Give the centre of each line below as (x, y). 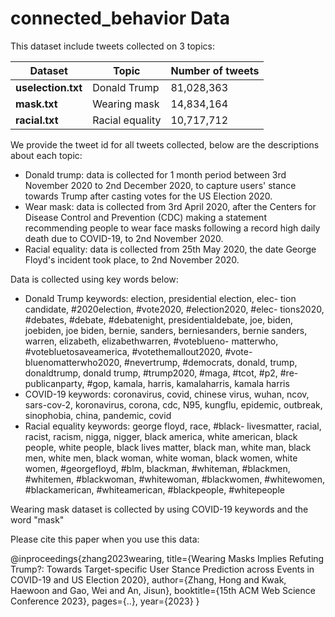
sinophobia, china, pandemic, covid (98, 415)
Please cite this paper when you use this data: (105, 539)
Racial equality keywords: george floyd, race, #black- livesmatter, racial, (173, 426)
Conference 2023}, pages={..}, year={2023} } (105, 601)
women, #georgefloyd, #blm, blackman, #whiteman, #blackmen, (157, 468)
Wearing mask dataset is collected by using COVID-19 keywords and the (159, 509)
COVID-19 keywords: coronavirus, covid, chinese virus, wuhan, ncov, (167, 394)
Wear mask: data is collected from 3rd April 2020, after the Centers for (170, 206)
